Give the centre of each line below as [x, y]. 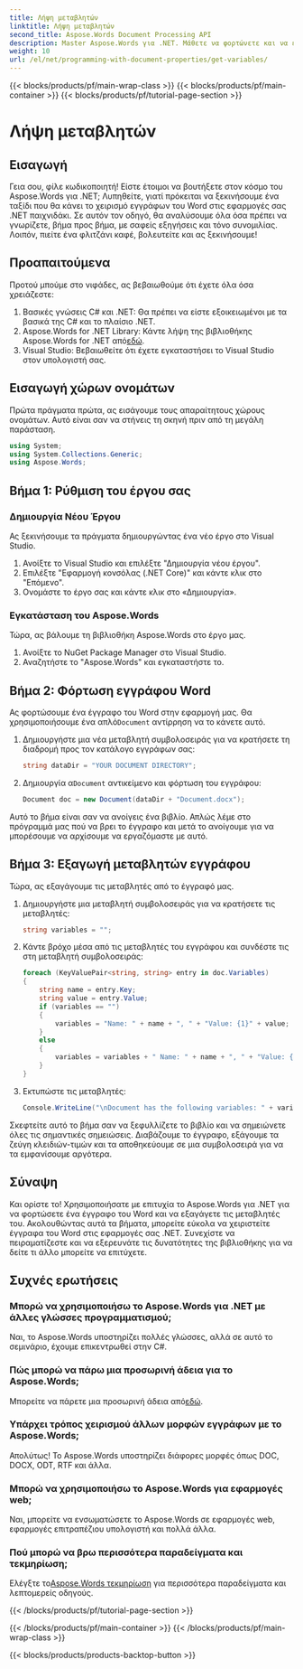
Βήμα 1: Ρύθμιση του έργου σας [100, 490]
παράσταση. [32, 429]
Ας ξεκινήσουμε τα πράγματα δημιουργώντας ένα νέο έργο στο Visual [142, 536]
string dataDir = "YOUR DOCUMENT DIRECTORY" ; [109, 766]
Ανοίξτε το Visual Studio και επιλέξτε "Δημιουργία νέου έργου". [142, 563]
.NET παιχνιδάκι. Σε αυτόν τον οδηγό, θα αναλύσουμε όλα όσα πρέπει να [148, 215]
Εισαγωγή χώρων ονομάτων [92, 388]
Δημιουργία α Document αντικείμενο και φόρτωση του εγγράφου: [142, 783]
